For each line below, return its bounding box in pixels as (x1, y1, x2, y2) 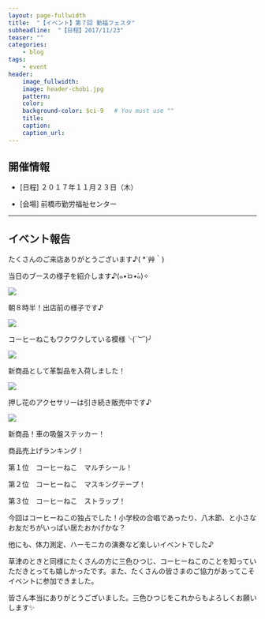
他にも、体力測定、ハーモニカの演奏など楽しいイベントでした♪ (8, 540, 215, 550)
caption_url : (22, 129, 65, 137)
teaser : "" (8, 33, 44, 42)
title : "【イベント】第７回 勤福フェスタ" (8, 19, 136, 27)
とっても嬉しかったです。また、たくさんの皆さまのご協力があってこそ (28, 566, 256, 576)
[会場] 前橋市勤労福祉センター (19, 199, 117, 209)
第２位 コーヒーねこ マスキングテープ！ (8, 479, 146, 490)
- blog (22, 48, 44, 56)
